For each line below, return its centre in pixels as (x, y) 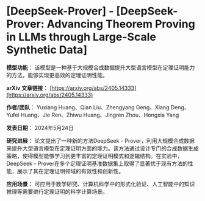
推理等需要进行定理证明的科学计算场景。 (57, 191)
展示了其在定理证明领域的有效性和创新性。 (70, 171)
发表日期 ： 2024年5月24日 (40, 128)
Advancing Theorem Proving (121, 24)
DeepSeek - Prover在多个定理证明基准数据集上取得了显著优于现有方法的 (97, 163)
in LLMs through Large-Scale (81, 37)
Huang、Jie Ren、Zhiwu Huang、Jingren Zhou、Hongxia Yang (100, 115)
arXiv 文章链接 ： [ (29, 88)
